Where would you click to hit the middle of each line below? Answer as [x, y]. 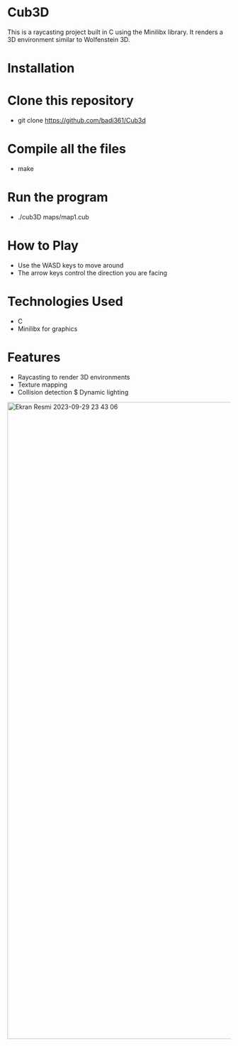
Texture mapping [42, 385]
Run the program [58, 198]
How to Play [43, 246]
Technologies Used [66, 302]
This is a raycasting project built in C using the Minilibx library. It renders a [115, 32]
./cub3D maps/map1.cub [53, 216]
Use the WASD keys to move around [70, 265]
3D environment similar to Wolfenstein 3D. [69, 39]
